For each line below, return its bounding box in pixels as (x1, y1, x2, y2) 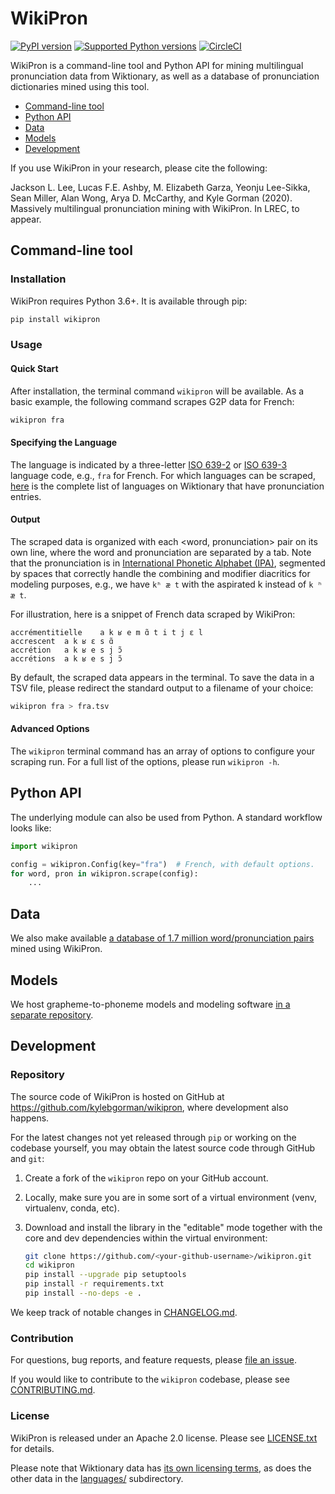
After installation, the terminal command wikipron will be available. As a (10, 385, 305, 397)
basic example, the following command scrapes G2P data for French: (10, 395, 295, 407)
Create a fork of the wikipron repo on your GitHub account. (24, 1172, 269, 1184)
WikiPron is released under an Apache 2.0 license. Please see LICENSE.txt (10, 1432, 318, 1444)
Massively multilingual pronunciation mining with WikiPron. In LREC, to (10, 202, 300, 214)
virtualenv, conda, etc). (24, 1202, 120, 1214)
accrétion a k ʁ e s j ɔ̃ (10, 645, 123, 655)
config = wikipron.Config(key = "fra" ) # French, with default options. (10, 859, 315, 869)
